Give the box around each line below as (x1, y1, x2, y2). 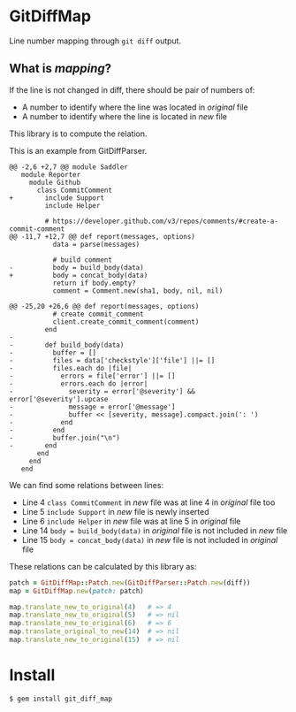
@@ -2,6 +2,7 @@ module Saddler (9, 162, 128, 172)
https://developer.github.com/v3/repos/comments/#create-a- (52, 217, 278, 226)
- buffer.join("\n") (9, 433, 121, 442)
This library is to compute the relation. (9, 128, 148, 139)
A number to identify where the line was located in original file (21, 102, 249, 112)
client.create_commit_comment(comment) (52, 317, 200, 326)
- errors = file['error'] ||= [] (9, 371, 176, 380)
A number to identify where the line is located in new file (21, 111, 228, 121)
